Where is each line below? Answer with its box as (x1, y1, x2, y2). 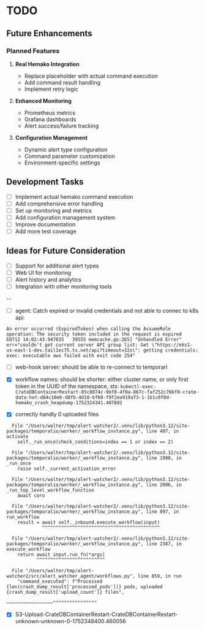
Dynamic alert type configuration (24, 145, 108, 153)
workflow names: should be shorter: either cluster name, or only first (15, 375, 188, 383)
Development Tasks (6, 177, 84, 187)
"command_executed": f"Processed (17, 578, 103, 585)
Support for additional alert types (15, 262, 99, 269)
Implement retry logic (24, 85, 78, 93)
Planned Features (6, 47, 60, 55)
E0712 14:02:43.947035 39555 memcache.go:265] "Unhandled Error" (6, 337, 182, 343)
